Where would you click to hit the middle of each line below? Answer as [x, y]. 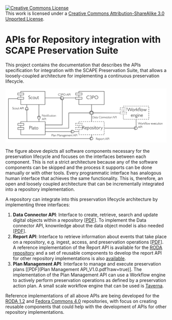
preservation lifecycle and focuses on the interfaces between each [76, 156]
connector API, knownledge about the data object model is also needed [88, 225]
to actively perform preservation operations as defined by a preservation [89, 280]
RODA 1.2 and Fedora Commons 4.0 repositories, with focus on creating [81, 301]
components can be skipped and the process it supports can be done [79, 167]
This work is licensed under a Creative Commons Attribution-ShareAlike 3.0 [85, 13]
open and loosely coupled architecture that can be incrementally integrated [85, 184]
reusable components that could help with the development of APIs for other [86, 307]
